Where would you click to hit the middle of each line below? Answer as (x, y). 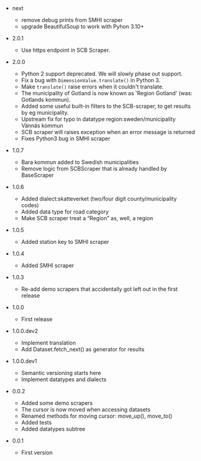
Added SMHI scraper (48, 265)
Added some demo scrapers (57, 403)
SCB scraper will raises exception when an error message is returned (108, 132)
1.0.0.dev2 (25, 331)
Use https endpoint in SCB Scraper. (66, 50)
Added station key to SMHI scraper (65, 242)
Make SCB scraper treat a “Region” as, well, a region (87, 218)
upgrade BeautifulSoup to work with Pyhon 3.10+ (83, 27)
